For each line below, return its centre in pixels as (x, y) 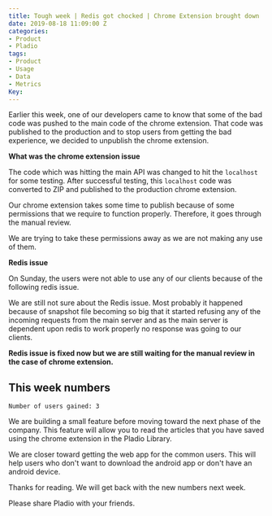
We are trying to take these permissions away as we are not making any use (136, 238)
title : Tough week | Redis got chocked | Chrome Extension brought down (134, 16)
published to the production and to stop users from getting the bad (120, 132)
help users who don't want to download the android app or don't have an (130, 463)
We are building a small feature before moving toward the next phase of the (135, 422)
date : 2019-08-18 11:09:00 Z (58, 24)
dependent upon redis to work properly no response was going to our (125, 329)
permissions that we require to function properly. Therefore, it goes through (135, 214)
